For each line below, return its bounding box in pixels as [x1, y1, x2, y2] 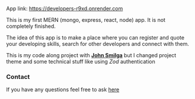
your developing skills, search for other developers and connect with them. [6, 41, 190, 47]
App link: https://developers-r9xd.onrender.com [6, 5, 123, 12]
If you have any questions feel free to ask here [6, 86, 120, 93]
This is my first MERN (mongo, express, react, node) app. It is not [6, 16, 166, 23]
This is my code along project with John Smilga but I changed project [6, 52, 177, 58]
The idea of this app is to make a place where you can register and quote [6, 34, 185, 41]
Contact [6, 72, 30, 81]
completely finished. [6, 23, 56, 29]
